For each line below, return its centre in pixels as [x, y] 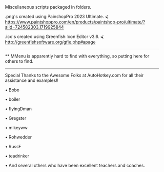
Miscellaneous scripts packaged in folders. [48, 7]
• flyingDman [19, 109]
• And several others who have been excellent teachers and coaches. [75, 165]
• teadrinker [17, 156]
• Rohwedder [19, 137]
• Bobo [12, 90]
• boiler [13, 99]
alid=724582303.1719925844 [35, 27]
